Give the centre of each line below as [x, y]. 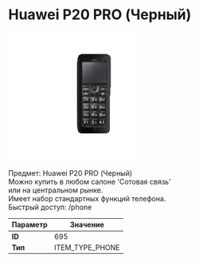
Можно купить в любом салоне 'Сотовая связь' [90, 181]
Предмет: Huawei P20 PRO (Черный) [70, 173]
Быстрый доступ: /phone [50, 207]
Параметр [29, 224]
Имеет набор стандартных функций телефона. [87, 198]
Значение [88, 224]
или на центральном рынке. [56, 190]
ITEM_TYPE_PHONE [87, 247]
